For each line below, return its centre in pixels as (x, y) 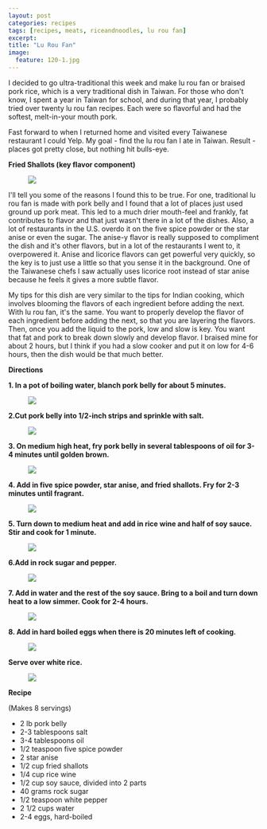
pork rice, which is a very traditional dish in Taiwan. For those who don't (126, 91)
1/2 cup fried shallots (54, 765)
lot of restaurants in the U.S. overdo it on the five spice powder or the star (129, 229)
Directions (26, 369)
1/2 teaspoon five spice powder (71, 748)
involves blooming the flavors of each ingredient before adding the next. (126, 303)
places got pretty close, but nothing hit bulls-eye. (89, 149)
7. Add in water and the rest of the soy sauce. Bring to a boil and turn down (133, 593)
